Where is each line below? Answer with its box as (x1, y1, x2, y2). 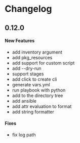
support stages (12, 70, 44, 77)
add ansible (12, 98, 36, 104)
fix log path (12, 131, 36, 138)
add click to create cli (12, 76, 57, 82)
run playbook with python (12, 87, 66, 93)
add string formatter (12, 108, 54, 115)
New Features (5, 38, 35, 44)
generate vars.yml (12, 81, 50, 87)
